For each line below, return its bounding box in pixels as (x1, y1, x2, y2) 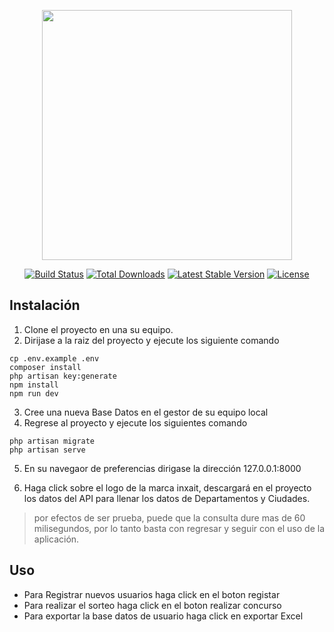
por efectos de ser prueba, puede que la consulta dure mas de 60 (33, 511, 306, 524)
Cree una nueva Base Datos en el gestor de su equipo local (23, 406, 269, 418)
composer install (9, 362, 82, 372)
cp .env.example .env (9, 353, 100, 364)
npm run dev (9, 388, 59, 399)
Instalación (9, 297, 81, 314)
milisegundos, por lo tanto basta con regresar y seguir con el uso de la (33, 522, 325, 534)
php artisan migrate (9, 436, 96, 446)
